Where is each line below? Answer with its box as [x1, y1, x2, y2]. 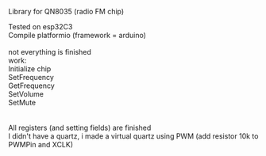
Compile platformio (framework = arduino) [8, 31, 147, 40]
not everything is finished [8, 48, 91, 56]
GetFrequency [8, 81, 56, 90]
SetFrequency [8, 73, 54, 82]
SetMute [8, 98, 37, 107]
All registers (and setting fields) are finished [8, 123, 152, 132]
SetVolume [8, 89, 44, 98]
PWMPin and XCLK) [8, 140, 74, 149]
